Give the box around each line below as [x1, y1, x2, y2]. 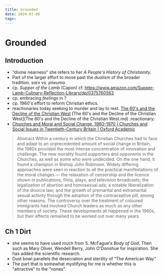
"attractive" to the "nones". [12, 266, 67, 272]
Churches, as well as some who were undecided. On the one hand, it [17, 156, 155, 162]
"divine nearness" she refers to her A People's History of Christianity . [12, 69, 152, 75]
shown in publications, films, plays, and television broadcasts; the [17, 177, 149, 183]
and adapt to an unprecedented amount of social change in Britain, [17, 141, 151, 147]
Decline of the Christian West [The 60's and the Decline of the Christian [12, 110, 156, 117]
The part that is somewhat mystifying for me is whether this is [12, 261, 136, 267]
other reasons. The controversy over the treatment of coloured [17, 198, 143, 203]
